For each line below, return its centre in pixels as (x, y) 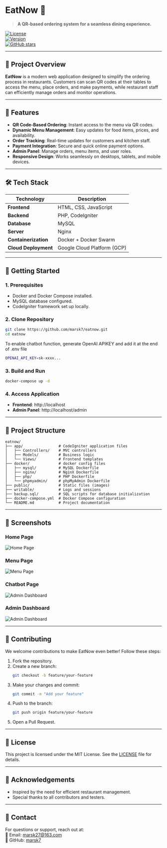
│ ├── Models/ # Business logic (50, 455)
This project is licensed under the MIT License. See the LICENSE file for (79, 754)
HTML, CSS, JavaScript (85, 208)
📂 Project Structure (35, 430)
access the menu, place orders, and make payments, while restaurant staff (82, 87)
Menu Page (19, 560)
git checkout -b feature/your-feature (52, 675)
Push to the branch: (33, 703)
